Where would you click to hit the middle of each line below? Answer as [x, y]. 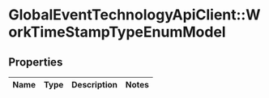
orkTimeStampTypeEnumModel [117, 32]
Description [94, 85]
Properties [36, 62]
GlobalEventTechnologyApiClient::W [134, 15]
